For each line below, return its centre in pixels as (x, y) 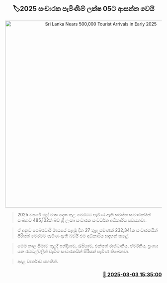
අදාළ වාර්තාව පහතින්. (38, 261)
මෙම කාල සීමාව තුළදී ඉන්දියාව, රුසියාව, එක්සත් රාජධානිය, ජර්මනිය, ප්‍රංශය (88, 246)
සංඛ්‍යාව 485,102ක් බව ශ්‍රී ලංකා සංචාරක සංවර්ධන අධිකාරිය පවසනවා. (82, 220)
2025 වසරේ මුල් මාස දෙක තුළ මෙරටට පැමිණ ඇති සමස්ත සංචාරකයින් (84, 214)
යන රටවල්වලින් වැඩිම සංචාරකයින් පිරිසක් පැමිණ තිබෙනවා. (73, 251)
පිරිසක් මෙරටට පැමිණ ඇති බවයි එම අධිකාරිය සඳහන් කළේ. (73, 236)
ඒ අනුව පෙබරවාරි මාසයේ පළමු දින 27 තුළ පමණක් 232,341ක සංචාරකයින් (87, 230)
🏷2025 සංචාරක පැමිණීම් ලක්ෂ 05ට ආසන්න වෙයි (83, 9)
